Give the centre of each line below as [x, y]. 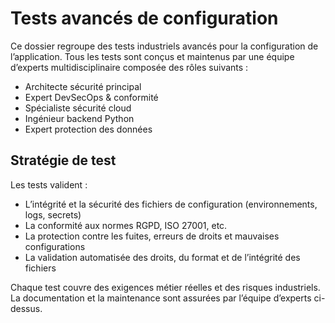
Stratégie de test [63, 160]
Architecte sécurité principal [83, 86]
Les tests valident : [49, 184]
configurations [55, 246]
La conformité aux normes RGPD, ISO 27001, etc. [126, 225]
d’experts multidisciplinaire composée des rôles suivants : [129, 67]
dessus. [26, 308]
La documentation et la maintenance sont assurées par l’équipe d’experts [161, 298]
